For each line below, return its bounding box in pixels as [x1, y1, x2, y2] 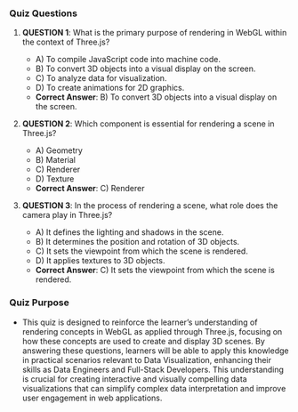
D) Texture [35, 174, 75, 184]
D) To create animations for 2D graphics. [35, 83, 185, 93]
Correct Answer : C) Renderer [35, 183, 145, 194]
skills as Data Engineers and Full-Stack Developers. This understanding [21, 364, 285, 375]
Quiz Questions [9, 7, 78, 20]
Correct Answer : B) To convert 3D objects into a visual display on [35, 92, 278, 102]
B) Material [35, 155, 76, 166]
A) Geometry [35, 145, 83, 156]
